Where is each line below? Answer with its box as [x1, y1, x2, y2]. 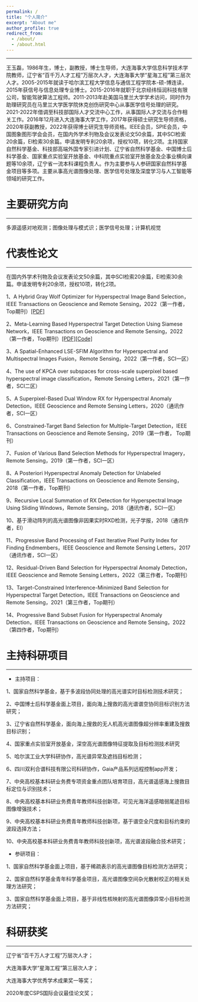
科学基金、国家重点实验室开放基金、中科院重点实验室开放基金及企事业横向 [6, 152, 187, 160]
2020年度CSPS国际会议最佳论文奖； [6, 989, 95, 996]
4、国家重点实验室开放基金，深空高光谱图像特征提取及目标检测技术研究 [6, 740, 180, 747]
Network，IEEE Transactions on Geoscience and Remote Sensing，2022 [6, 327, 183, 334]
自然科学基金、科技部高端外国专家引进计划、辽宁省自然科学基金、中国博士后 [6, 145, 192, 152]
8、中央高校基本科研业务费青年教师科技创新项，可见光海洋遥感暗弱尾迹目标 [6, 798, 190, 805]
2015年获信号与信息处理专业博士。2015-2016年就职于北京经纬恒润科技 [6, 86, 178, 93]
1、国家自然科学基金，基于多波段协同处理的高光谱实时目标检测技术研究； [6, 688, 184, 695]
